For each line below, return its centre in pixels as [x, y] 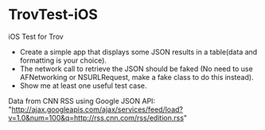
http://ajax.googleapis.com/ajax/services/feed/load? [97, 109]
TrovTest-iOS [53, 15]
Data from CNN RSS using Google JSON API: [82, 101]
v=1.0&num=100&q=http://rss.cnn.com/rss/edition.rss [96, 117]
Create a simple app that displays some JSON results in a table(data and [138, 52]
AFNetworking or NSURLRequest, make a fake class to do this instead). [136, 77]
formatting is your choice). [63, 60]
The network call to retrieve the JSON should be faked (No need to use [136, 68]
